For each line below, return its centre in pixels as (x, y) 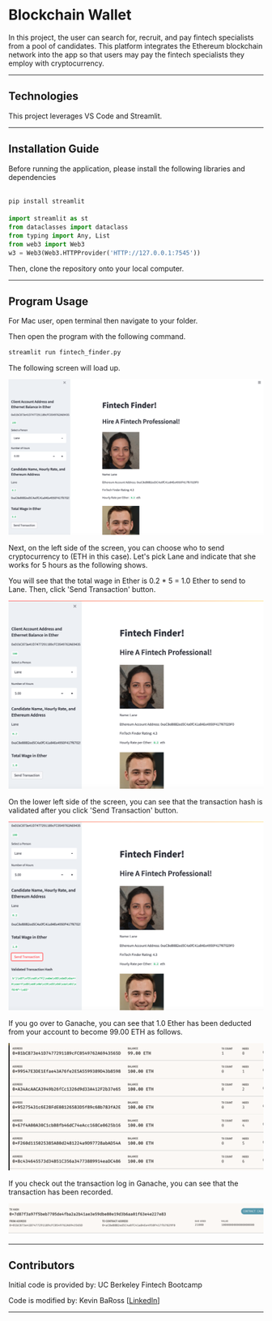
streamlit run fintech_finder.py (65, 353)
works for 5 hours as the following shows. (78, 564)
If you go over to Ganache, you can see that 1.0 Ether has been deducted (130, 1023)
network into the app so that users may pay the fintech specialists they (127, 54)
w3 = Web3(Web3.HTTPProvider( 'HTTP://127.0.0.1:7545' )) (104, 253)
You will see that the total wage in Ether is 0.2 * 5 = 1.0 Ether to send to (127, 581)
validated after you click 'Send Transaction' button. (93, 811)
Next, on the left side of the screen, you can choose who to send (117, 547)
